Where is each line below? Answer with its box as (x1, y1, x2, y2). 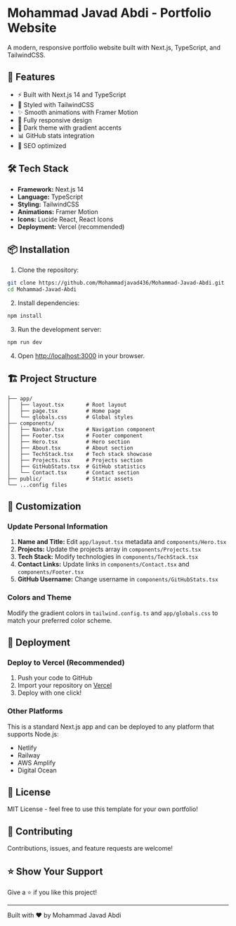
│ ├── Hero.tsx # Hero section (7, 438, 131, 445)
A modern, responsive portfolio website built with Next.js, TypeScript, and (7, 43, 221, 51)
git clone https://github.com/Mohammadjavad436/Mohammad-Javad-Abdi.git (7, 280, 225, 287)
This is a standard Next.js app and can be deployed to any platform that (7, 722, 214, 731)
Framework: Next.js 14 (17, 185, 84, 193)
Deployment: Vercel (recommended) (17, 222, 125, 230)
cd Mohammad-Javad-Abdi (7, 286, 77, 293)
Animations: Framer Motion (17, 207, 98, 216)
